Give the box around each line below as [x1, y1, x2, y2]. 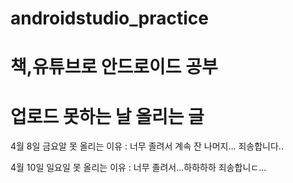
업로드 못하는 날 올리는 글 [10, 105, 205, 128]
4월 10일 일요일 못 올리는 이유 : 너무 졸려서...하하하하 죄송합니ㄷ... [10, 162, 267, 174]
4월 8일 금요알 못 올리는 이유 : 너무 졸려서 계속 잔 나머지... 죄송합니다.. [10, 140, 284, 152]
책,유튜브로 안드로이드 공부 [10, 56, 218, 79]
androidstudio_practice [10, 7, 209, 30]
